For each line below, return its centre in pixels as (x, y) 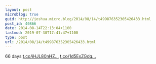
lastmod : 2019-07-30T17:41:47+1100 (42, 33)
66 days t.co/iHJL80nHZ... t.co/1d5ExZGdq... (51, 56)
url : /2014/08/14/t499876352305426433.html (51, 42)
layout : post (19, 10)
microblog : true (22, 14)
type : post (16, 38)
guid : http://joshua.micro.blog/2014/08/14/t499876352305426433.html (78, 19)
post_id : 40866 (21, 24)
